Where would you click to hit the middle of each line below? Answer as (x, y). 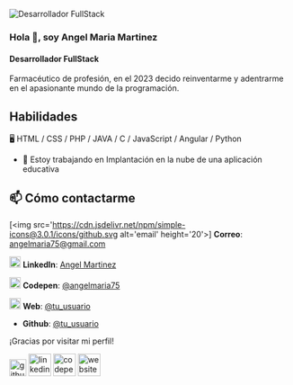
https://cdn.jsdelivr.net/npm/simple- (119, 224)
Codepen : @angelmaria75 (71, 285)
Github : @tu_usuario (60, 323)
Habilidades (44, 116)
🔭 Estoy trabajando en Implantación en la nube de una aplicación (142, 159)
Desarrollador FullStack (54, 58)
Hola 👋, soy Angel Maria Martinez (84, 37)
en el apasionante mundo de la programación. (94, 88)
